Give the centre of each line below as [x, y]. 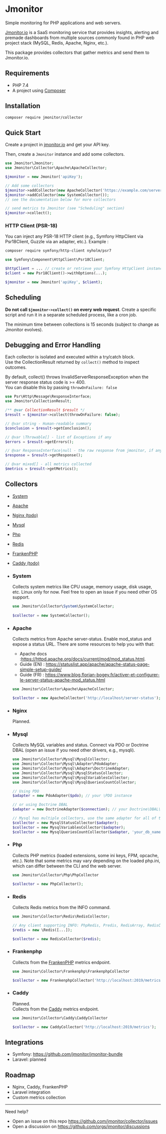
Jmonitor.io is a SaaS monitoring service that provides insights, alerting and [82, 32]
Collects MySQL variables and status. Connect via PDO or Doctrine [81, 745]
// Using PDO [26, 791]
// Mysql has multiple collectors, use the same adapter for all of [84, 818]
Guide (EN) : [32, 664]
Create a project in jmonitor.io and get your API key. [58, 145]
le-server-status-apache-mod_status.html [62, 680]
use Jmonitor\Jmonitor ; [30, 163]
